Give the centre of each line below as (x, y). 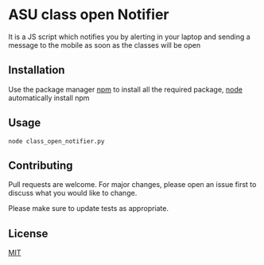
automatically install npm (49, 98)
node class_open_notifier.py (56, 141)
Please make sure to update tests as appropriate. (89, 208)
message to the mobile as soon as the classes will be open (105, 45)
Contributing (41, 165)
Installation (37, 70)
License (28, 234)
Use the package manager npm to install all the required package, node (125, 89)
